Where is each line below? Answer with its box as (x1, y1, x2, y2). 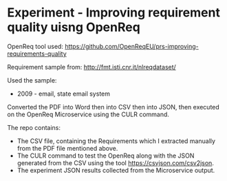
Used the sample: (7, 76, 57, 84)
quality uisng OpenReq (7, 19, 141, 35)
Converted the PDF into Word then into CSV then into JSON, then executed (7, 103, 220, 111)
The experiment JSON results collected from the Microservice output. (17, 166, 215, 174)
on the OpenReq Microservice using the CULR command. (7, 110, 170, 118)
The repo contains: (7, 123, 61, 131)
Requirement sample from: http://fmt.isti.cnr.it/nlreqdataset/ (7, 63, 177, 71)
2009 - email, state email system (17, 89, 110, 98)
